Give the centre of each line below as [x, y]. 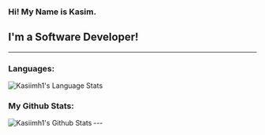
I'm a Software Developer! [74, 37]
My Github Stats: [41, 106]
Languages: [32, 68]
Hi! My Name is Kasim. [52, 12]
